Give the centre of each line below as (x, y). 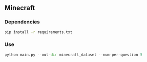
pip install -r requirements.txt (39, 32)
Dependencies (22, 22)
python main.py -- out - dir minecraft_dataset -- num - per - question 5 (73, 55)
